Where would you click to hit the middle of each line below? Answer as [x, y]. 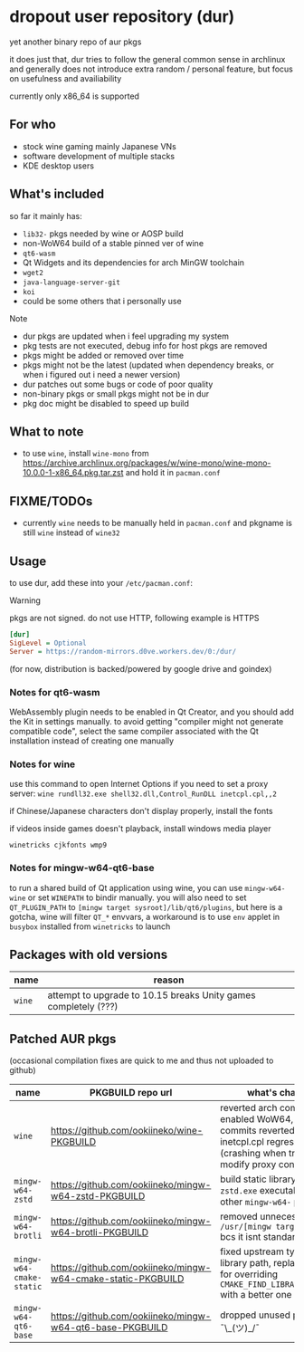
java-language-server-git [71, 283]
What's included [57, 194]
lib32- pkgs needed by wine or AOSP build [103, 234]
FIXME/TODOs [51, 501]
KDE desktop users [58, 166]
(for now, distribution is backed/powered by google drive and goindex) [141, 668]
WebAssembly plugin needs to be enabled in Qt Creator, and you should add [152, 712]
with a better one [256, 1295]
